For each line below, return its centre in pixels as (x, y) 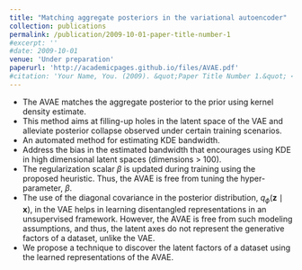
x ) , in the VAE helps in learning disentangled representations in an (144, 209)
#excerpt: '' (34, 43)
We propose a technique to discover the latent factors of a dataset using (156, 247)
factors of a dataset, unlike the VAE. (89, 238)
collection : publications (58, 26)
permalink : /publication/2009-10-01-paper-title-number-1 (120, 34)
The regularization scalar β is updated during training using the (139, 168)
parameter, (42, 188)
